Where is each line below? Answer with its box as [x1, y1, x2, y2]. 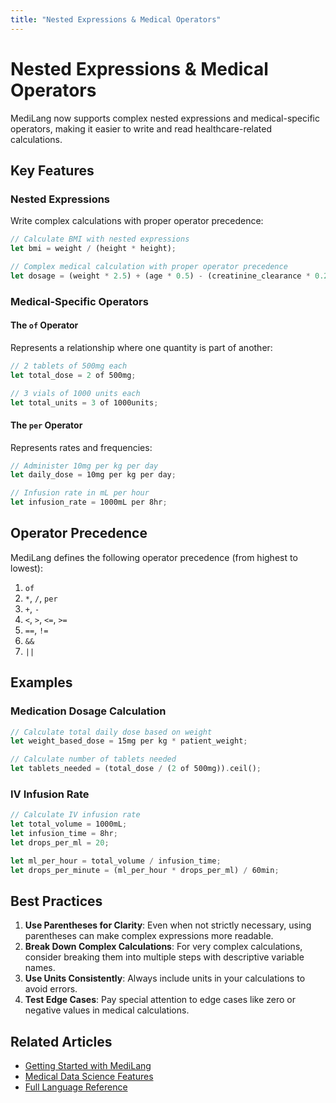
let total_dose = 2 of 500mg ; [10, 370, 137, 380]
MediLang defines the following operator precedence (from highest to [10, 551, 298, 563]
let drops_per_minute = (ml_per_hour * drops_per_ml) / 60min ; [10, 865, 280, 875]
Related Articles [10, 1033, 113, 1050]
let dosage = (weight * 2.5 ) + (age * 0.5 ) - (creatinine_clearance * [10, 271, 311, 281]
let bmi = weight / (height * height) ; [10, 244, 177, 254]
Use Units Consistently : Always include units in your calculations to [24, 972, 306, 985]
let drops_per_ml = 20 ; [10, 838, 110, 848]
